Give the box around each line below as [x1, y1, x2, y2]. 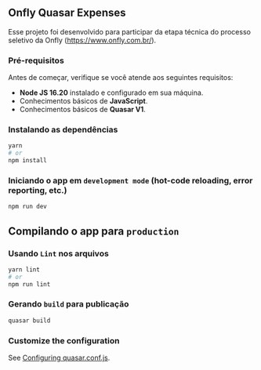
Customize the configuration [8, 335, 120, 346]
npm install [8, 157, 47, 165]
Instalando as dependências [8, 125, 118, 136]
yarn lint [8, 266, 41, 274]
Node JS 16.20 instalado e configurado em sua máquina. [19, 88, 204, 97]
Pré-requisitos [8, 55, 64, 66]
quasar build [8, 317, 51, 325]
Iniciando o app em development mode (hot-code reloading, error [8, 175, 253, 186]
